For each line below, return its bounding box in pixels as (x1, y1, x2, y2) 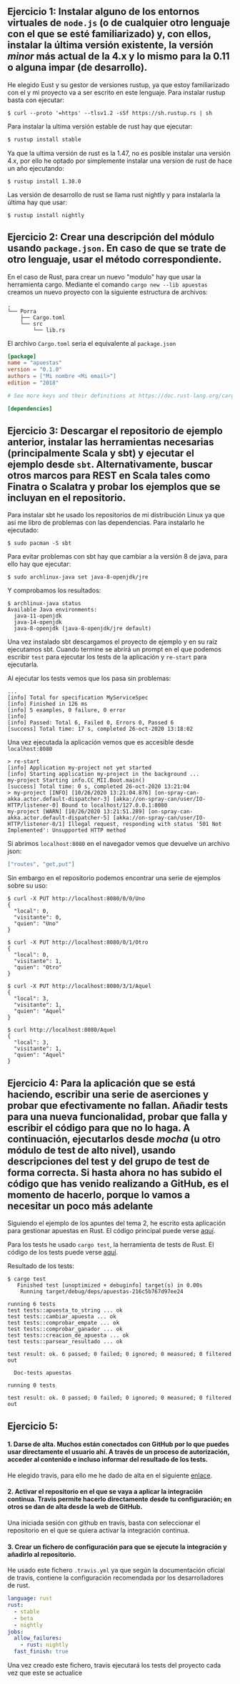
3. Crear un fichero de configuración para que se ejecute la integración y (7, 1543, 227, 1551)
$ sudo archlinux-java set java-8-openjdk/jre (7, 574, 149, 581)
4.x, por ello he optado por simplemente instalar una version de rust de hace (7, 156, 232, 165)
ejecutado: (7, 526, 39, 534)
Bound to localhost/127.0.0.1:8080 (61, 802, 168, 809)
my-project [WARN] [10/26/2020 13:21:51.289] (7, 808, 145, 815)
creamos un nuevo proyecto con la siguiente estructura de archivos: (7, 287, 209, 296)
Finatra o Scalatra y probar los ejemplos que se (7, 481, 221, 493)
